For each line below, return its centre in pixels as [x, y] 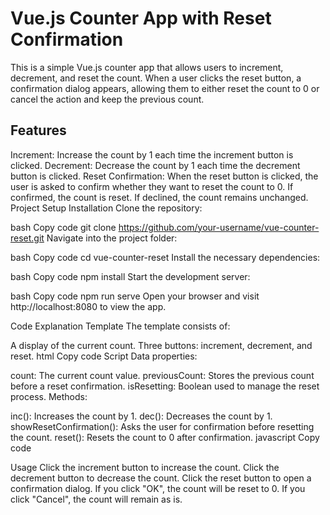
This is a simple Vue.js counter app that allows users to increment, [147, 67]
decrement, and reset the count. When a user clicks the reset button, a [156, 78]
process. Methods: [49, 396]
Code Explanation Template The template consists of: [120, 326]
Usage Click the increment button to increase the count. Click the [145, 467]
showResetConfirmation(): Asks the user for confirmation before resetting [162, 426]
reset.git [27, 238]
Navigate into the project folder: [112, 238]
